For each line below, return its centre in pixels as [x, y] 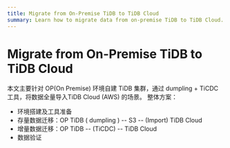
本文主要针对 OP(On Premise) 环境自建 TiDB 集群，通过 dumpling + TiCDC [113, 88]
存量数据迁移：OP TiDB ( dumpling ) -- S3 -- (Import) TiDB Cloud [109, 120]
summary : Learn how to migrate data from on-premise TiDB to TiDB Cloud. [116, 20]
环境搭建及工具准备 [45, 112]
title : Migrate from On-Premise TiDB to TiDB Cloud [83, 13]
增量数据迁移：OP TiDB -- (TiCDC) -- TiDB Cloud [87, 129]
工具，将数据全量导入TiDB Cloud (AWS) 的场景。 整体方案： [93, 97]
